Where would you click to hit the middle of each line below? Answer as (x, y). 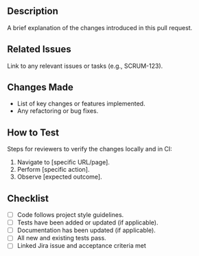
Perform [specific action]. (53, 170)
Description (33, 11)
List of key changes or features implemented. (81, 104)
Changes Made (40, 87)
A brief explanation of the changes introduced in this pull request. (100, 27)
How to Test (33, 132)
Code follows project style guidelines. (70, 215)
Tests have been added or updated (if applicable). (87, 222)
